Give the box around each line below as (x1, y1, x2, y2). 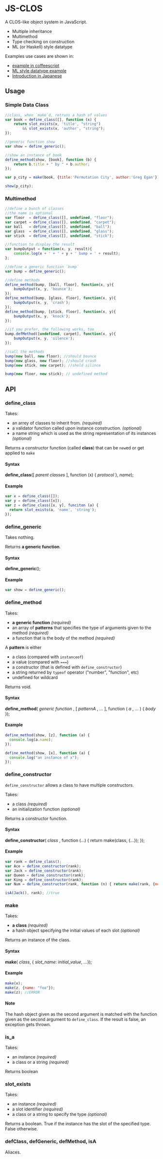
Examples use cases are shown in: (5, 53, 74, 59)
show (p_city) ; (5, 184, 34, 189)
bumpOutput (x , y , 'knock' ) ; (14, 314, 70, 318)
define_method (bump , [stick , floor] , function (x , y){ (5, 309, 116, 314)
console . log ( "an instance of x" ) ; (9, 755, 79, 760)
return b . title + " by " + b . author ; (14, 162, 90, 166)
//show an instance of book (5, 152, 62, 158)
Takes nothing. (5, 534, 35, 540)
